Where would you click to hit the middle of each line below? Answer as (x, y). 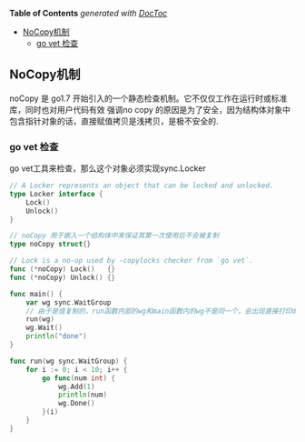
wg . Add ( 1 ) (76, 387)
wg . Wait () (44, 328)
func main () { (36, 294)
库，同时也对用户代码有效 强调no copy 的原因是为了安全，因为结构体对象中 (150, 109)
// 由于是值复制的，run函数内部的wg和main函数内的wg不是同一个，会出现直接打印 (159, 311)
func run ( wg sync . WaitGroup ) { (69, 361)
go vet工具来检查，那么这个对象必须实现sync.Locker (108, 168)
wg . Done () (76, 404)
